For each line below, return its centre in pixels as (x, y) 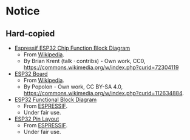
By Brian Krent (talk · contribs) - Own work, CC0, (85, 61)
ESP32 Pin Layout (37, 119)
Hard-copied (30, 34)
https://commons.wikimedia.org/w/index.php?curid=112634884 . (104, 93)
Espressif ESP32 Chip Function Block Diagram (72, 48)
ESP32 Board (31, 74)
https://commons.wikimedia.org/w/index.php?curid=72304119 (101, 67)
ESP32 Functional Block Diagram (56, 99)
